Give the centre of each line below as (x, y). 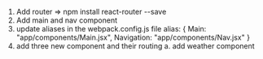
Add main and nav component (67, 20)
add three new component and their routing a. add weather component (135, 46)
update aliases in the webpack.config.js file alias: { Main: (111, 29)
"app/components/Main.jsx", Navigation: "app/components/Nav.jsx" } (133, 37)
